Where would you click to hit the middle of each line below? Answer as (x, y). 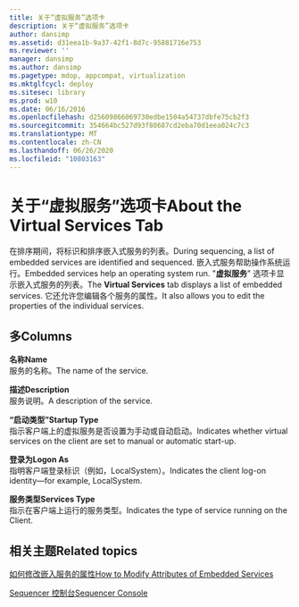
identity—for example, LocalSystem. (76, 481)
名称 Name (28, 359)
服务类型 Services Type (52, 499)
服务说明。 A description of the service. (81, 401)
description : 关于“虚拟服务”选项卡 (69, 26)
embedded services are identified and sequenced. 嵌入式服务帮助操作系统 (146, 262)
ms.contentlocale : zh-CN (55, 142)
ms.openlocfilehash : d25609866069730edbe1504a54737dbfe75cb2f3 (129, 117)
